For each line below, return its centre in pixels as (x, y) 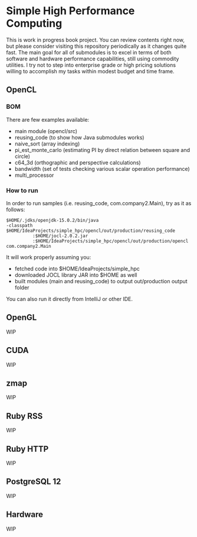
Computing (34, 23)
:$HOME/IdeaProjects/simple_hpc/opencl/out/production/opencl (110, 241)
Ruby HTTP (27, 449)
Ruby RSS (24, 416)
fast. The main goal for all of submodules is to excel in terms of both (89, 52)
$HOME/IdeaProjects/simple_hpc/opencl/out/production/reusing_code (91, 231)
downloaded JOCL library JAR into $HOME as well (76, 275)
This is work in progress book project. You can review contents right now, (95, 40)
